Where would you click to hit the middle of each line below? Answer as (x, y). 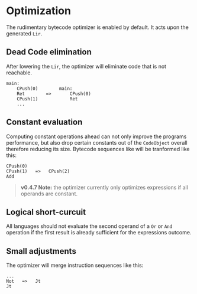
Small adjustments (41, 251)
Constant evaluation (44, 122)
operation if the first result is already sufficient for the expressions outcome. (99, 233)
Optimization (38, 11)
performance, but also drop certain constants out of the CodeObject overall (97, 142)
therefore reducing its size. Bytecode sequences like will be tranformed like (98, 149)
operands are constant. (49, 194)
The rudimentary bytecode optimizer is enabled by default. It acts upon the (98, 27)
